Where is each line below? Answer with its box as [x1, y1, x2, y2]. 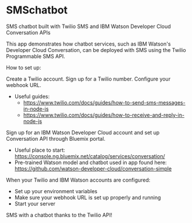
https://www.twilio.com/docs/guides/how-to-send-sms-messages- [23, 99, 186, 106]
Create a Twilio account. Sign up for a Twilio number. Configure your [6, 75, 171, 82]
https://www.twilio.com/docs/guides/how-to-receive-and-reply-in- [23, 111, 185, 119]
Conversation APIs [6, 29, 51, 36]
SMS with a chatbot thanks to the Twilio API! [6, 211, 113, 218]
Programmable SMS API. [6, 53, 65, 60]
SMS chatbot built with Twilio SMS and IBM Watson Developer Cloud [6, 23, 171, 30]
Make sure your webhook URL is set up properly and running [14, 194, 162, 201]
